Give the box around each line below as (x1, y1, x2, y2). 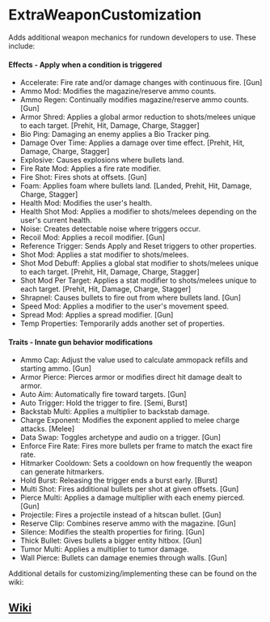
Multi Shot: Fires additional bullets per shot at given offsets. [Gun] (19, 484, 239, 494)
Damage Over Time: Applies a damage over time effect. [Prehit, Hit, (19, 138, 245, 147)
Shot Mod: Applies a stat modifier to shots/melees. (19, 249, 189, 260)
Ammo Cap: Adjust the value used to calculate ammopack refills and (19, 355, 248, 365)
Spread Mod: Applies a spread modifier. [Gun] (19, 310, 174, 320)
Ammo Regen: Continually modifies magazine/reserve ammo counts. (19, 95, 249, 104)
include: (8, 40, 36, 50)
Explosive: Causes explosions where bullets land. (19, 155, 184, 165)
